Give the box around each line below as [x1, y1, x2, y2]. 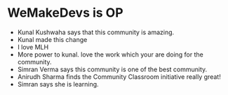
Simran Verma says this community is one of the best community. [17, 65, 208, 73]
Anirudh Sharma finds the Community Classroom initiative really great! [17, 72, 221, 81]
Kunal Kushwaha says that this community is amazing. [17, 28, 175, 36]
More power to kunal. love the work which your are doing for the [17, 50, 203, 59]
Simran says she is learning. [17, 80, 100, 88]
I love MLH [17, 43, 49, 51]
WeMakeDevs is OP [7, 5, 124, 21]
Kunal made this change [17, 35, 88, 43]
